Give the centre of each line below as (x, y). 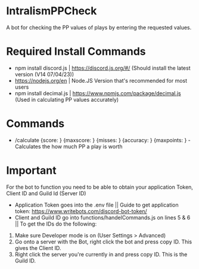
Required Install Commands (76, 51)
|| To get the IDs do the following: (56, 224)
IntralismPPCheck (52, 11)
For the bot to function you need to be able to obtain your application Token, (100, 187)
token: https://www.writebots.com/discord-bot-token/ (81, 211)
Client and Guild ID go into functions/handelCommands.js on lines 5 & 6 (102, 217)
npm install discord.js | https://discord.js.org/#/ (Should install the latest (102, 68)
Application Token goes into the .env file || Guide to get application (97, 205)
